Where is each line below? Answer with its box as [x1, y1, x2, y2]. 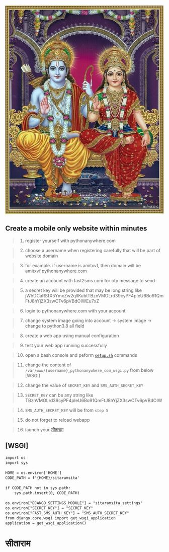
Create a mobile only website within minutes [5, 224, 147, 233]
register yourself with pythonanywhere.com [25, 238, 116, 244]
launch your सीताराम [25, 426, 64, 433]
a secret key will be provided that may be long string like [25, 287, 142, 293]
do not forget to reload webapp [25, 417, 90, 423]
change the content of [25, 362, 71, 368]
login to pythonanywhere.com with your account [25, 307, 126, 313]
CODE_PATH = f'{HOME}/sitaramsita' [5, 476, 80, 481]
